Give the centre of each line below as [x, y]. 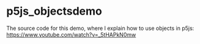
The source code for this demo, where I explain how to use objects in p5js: [100, 28]
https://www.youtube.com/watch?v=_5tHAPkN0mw [71, 34]
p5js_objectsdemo [54, 11]
